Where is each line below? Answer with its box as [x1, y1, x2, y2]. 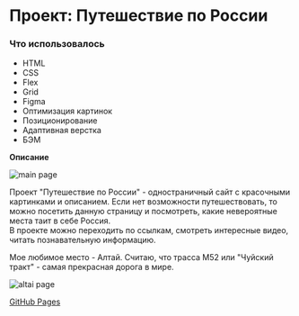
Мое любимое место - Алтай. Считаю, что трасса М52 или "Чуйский [9, 252, 274, 263]
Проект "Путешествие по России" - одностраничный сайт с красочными [9, 186, 291, 198]
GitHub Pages [9, 296, 61, 307]
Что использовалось [9, 38, 105, 50]
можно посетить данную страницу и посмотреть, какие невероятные [9, 206, 278, 217]
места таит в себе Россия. [9, 215, 111, 226]
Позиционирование [22, 115, 98, 126]
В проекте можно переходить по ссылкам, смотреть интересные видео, [9, 225, 289, 236]
